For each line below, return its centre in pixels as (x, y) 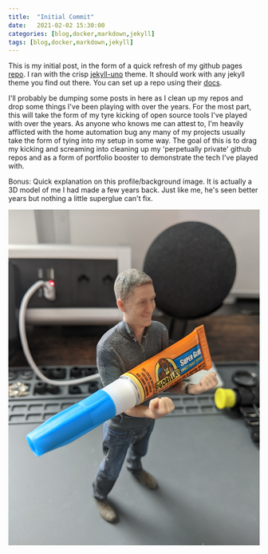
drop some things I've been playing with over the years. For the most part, (130, 107)
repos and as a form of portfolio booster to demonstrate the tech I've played (133, 158)
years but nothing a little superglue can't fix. (81, 199)
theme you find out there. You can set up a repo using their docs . (115, 83)
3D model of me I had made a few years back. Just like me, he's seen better (133, 190)
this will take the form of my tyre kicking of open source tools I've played (128, 115)
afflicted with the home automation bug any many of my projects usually (127, 133)
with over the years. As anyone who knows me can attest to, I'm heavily (126, 124)
